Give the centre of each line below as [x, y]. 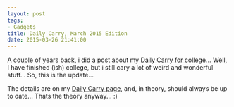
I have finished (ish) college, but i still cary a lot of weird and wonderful [110, 68]
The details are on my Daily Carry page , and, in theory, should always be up [117, 89]
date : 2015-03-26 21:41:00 [47, 40]
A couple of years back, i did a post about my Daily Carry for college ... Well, [117, 60]
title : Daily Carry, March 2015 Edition [68, 33]
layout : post [26, 14]
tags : [15, 20]
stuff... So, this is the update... [50, 75]
